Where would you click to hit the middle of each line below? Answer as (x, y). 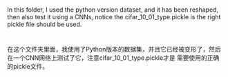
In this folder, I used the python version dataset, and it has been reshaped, (113, 10)
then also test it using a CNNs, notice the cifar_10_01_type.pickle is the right (114, 17)
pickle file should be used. (45, 24)
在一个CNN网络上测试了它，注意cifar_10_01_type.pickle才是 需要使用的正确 (113, 58)
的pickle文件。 (28, 67)
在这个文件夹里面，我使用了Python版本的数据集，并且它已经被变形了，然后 (114, 49)
